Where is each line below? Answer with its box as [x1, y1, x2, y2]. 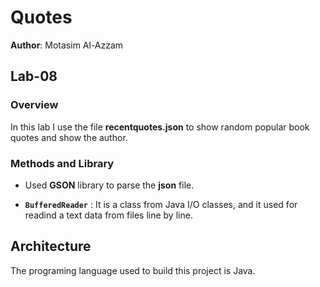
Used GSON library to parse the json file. [24, 179, 195, 191]
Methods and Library [10, 156, 115, 170]
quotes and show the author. [10, 131, 128, 143]
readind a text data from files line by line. [24, 209, 193, 221]
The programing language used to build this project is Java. [10, 264, 256, 276]
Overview [10, 98, 59, 112]
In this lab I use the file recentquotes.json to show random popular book [10, 121, 310, 133]
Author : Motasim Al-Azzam [10, 39, 124, 51]
